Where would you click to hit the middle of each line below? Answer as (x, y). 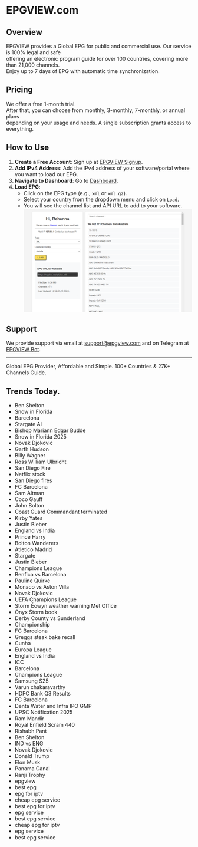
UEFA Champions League (45, 599)
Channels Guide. (26, 373)
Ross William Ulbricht (40, 462)
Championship (32, 624)
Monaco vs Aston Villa (42, 586)
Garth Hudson (32, 449)
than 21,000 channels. (33, 65)
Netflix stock (30, 474)
